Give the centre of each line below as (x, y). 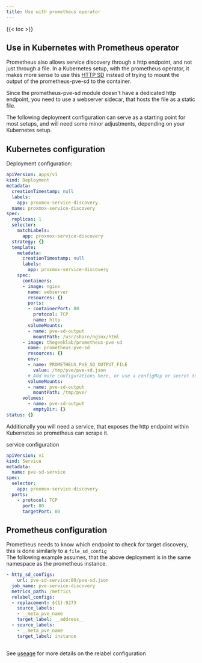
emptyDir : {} (49, 409)
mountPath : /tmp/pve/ (60, 393)
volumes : (33, 398)
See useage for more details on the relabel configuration (76, 653)
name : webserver (48, 292)
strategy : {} (28, 242)
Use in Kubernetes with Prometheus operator (93, 48)
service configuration (33, 444)
